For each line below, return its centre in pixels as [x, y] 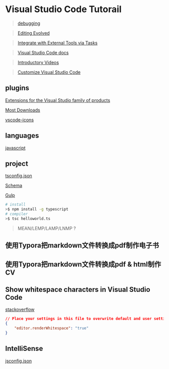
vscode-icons [20, 120]
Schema [14, 186]
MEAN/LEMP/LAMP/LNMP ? [47, 228]
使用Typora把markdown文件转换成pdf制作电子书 [82, 246]
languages [22, 136]
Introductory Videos [38, 62]
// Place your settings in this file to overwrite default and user [78, 319]
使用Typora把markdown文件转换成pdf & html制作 [83, 264]
